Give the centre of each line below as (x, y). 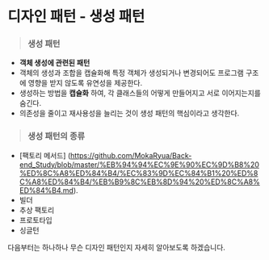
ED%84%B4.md (46, 190)
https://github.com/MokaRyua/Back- (131, 155)
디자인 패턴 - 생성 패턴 (76, 17)
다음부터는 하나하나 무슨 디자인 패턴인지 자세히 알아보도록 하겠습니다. (116, 247)
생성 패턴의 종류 (56, 136)
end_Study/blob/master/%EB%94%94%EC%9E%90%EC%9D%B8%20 (139, 164)
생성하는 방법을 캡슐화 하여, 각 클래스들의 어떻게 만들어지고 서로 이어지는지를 (140, 93)
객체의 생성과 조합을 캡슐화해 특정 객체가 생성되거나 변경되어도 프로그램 (131, 73)
